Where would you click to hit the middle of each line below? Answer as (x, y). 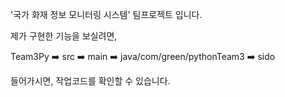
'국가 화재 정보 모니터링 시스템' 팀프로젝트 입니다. (106, 14)
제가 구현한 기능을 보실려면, (64, 36)
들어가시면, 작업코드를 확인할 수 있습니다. (90, 81)
